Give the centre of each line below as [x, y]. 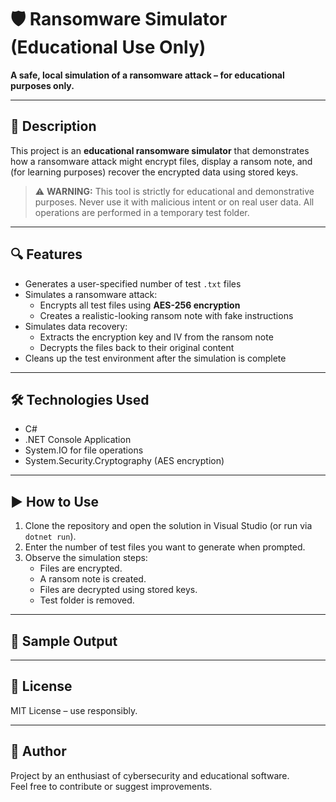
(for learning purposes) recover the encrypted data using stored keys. [154, 172]
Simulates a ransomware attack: [91, 294]
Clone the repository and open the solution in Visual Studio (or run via [168, 526]
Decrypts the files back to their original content [137, 347]
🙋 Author [38, 751]
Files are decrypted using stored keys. [118, 590]
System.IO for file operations [84, 450]
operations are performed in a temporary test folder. [142, 212]
